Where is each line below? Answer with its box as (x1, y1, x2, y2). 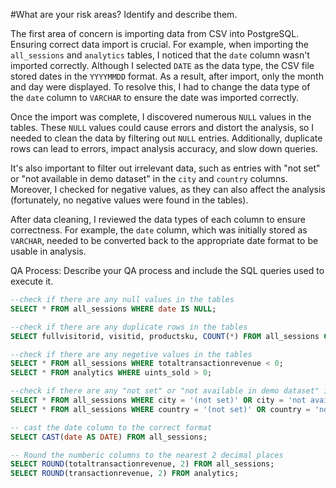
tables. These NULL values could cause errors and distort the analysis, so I (10, 122, 315, 133)
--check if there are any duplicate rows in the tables (10, 322, 248, 332)
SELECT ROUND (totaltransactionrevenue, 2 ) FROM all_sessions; (10, 459, 275, 469)
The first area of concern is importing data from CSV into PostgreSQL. (10, 28, 300, 39)
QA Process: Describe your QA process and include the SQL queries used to (10, 265, 325, 276)
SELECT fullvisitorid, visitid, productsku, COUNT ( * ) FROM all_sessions (10, 331, 320, 341)
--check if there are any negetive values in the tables (10, 349, 253, 359)
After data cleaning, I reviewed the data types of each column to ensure (10, 214, 306, 225)
